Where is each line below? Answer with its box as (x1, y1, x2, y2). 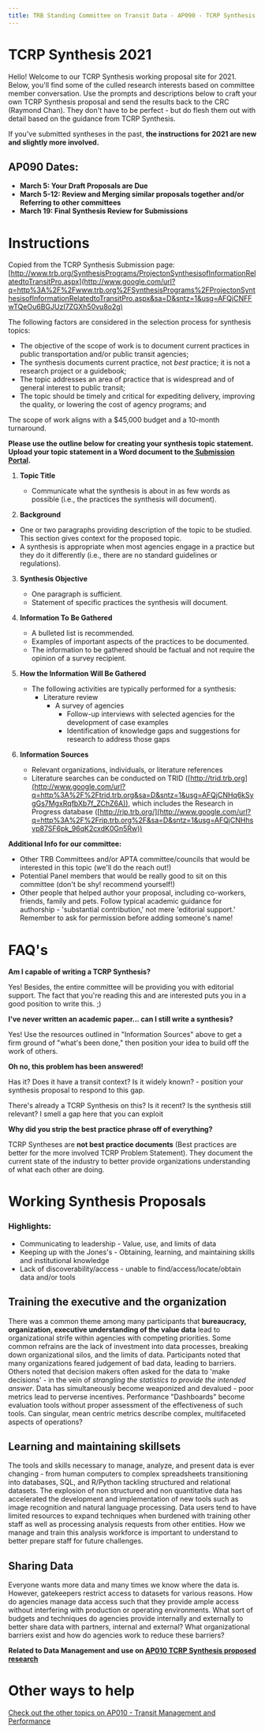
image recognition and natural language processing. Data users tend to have (8, 1502, 257, 1513)
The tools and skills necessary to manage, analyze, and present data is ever (8, 1460, 255, 1470)
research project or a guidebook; (19, 367, 127, 376)
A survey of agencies (54, 701, 125, 711)
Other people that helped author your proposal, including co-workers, (19, 888, 247, 897)
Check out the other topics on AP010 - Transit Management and (8, 1708, 216, 1718)
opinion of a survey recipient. (31, 653, 127, 664)
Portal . (8, 456, 32, 465)
